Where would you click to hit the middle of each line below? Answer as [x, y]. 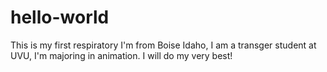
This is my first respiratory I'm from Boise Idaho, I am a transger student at [163, 45]
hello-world [60, 17]
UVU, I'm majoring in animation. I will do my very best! [121, 55]
